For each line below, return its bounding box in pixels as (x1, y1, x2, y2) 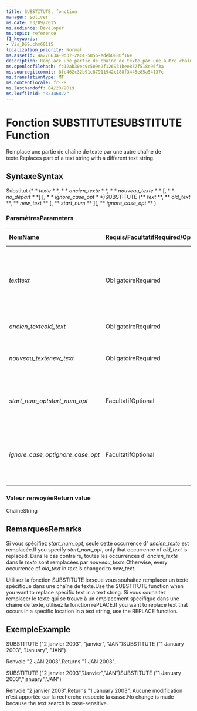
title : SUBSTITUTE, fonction (6, 8, 77, 15)
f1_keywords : (6, 36, 38, 42)
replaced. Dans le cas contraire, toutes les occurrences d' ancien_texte (6, 552, 178, 559)
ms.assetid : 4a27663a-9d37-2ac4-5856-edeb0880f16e (6, 52, 133, 58)
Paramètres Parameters (6, 214, 74, 222)
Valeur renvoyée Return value (6, 494, 91, 502)
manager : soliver (6, 14, 49, 20)
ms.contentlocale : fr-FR (6, 80, 67, 86)
